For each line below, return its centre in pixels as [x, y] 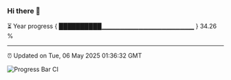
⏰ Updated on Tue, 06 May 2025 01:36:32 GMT [75, 56]
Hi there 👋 [24, 11]
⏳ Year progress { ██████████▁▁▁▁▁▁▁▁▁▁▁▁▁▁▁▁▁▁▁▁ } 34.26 [112, 26]
